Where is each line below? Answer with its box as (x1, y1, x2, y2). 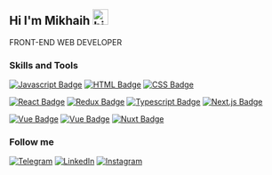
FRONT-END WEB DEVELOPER (9, 36, 123, 47)
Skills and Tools (9, 59, 78, 71)
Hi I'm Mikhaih (9, 13, 91, 28)
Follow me (9, 136, 55, 148)
